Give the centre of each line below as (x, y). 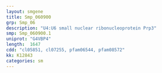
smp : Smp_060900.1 (29, 34)
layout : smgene (25, 11)
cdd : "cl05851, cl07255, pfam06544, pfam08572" (66, 50)
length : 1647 (24, 45)
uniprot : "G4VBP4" (29, 39)
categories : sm (25, 61)
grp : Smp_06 (21, 22)
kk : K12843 (19, 55)
